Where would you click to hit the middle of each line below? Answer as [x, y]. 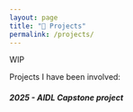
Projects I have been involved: [65, 77]
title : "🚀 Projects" [48, 26]
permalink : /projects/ [52, 34]
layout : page [34, 17]
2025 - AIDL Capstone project [66, 97]
